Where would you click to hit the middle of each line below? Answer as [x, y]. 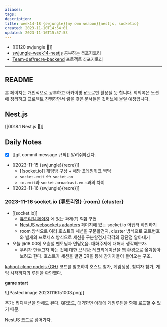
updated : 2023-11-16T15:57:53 [37, 33]
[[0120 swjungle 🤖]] [33, 47]
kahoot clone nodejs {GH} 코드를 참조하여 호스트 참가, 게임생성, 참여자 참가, [80, 266]
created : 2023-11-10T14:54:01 [37, 28]
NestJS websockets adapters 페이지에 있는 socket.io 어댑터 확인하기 [88, 225]
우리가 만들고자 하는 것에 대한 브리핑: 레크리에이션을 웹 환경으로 [81, 250]
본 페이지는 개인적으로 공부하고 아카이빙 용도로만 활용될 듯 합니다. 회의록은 [78, 92]
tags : [11, 14]
